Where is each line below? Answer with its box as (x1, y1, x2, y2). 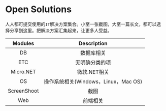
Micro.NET (11, 68, 37, 75)
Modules (12, 40, 35, 47)
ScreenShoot (8, 87, 39, 94)
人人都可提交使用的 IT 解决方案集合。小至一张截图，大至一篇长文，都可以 (5, 21, 157, 27)
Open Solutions (5, 4, 72, 15)
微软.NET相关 (77, 68, 109, 75)
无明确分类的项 (75, 59, 111, 66)
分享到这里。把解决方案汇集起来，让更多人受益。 (9, 27, 112, 34)
